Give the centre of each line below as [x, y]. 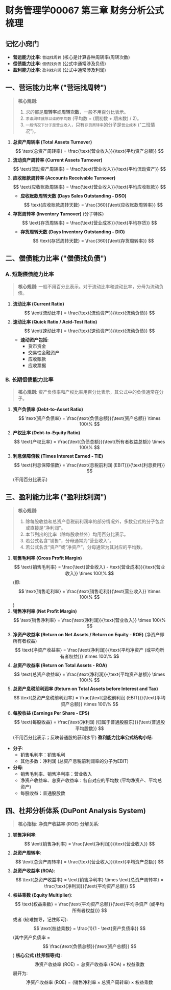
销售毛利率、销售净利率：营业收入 [56, 774]
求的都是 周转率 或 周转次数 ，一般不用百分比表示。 [77, 112]
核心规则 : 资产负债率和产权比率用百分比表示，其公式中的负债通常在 [88, 392]
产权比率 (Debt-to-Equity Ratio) [46, 432]
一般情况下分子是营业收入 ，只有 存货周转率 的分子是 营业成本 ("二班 [88, 125]
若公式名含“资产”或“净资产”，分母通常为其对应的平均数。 [85, 547]
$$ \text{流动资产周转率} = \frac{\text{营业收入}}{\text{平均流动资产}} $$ [90, 169]
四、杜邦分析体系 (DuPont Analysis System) [76, 811]
